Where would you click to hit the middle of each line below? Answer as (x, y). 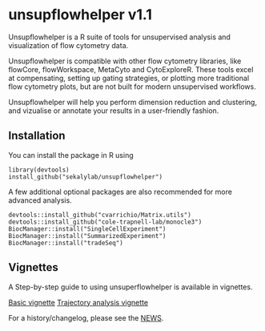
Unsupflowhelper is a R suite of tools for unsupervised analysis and (119, 37)
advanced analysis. (40, 200)
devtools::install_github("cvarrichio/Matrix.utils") (100, 215)
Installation (37, 136)
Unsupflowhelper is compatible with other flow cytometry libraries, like (125, 61)
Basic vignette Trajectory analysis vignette (78, 302)
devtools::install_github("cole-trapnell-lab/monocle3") (105, 222)
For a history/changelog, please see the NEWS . (86, 317)
